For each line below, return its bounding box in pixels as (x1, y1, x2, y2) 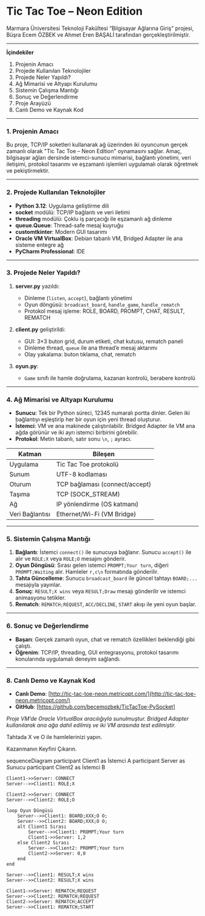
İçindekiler (6, 48, 34, 56)
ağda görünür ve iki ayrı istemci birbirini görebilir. (15, 429, 138, 436)
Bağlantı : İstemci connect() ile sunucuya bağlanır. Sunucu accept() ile (15, 549, 192, 556)
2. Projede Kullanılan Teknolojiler (6, 188, 106, 197)
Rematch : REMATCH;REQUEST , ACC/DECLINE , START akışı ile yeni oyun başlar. (15, 601, 196, 608)
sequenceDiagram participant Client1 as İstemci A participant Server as (6, 757, 185, 765)
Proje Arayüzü (15, 99, 51, 107)
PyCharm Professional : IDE (15, 247, 85, 255)
